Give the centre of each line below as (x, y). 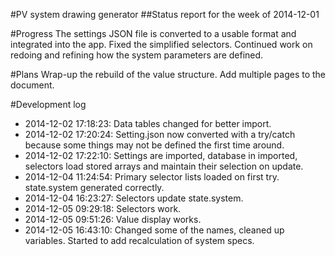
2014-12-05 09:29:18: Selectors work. (103, 208)
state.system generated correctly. (94, 187)
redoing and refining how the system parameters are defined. (137, 55)
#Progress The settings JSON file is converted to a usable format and (153, 33)
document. (32, 85)
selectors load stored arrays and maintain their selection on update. (164, 166)
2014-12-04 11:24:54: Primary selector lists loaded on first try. (152, 177)
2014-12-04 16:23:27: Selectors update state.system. (134, 198)
